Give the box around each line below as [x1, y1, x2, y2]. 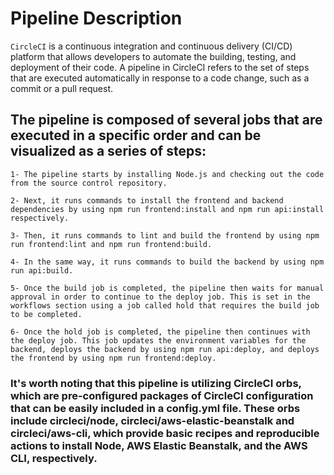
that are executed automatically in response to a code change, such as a [10, 72, 310, 84]
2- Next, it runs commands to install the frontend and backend [10, 195, 284, 206]
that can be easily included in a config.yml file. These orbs [10, 401, 301, 415]
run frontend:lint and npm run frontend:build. [10, 239, 213, 249]
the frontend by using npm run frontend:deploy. [10, 353, 217, 363]
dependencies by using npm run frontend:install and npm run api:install [10, 204, 325, 214]
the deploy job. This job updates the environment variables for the [10, 335, 307, 346]
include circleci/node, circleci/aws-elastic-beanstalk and [10, 413, 295, 427]
